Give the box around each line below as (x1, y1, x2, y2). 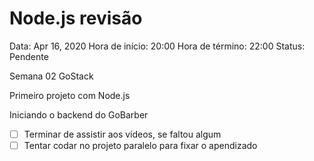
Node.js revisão (9, 7, 143, 30)
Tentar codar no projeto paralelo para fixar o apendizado (23, 140, 258, 151)
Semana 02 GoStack (9, 70, 94, 82)
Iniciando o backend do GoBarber (9, 108, 149, 121)
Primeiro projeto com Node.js (9, 89, 131, 101)
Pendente (9, 50, 49, 62)
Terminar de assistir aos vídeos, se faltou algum (23, 128, 222, 140)
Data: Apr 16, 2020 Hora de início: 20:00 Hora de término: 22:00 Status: (9, 40, 306, 52)
